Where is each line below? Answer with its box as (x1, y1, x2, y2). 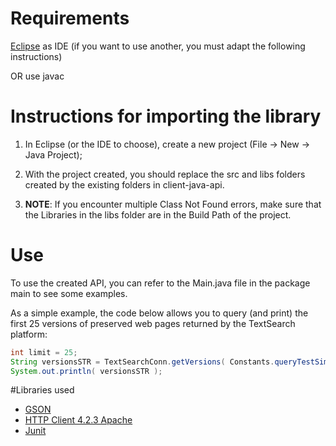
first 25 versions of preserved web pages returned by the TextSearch (10, 317, 296, 329)
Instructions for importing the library (10, 105, 322, 128)
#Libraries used (10, 384, 75, 396)
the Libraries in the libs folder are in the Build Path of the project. (24, 208, 292, 221)
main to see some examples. (10, 287, 128, 299)
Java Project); (24, 148, 83, 161)
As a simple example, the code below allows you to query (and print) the (10, 307, 309, 319)
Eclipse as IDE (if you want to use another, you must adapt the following (10, 40, 306, 52)
